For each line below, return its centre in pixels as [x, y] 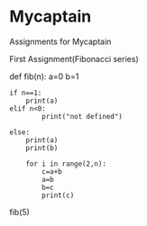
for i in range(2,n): [66, 164]
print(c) [58, 195]
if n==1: [26, 93]
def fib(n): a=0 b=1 [44, 76]
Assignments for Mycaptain [60, 41]
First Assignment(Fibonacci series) [74, 59]
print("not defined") [83, 116]
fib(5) [19, 212]
